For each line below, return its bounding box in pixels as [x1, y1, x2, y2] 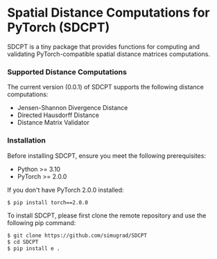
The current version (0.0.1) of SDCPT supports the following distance [7, 83, 205, 91]
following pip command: [7, 219, 76, 227]
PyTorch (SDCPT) [7, 19, 110, 35]
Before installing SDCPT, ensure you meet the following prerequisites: [7, 151, 207, 160]
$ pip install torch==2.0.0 [7, 199, 89, 206]
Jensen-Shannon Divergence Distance [17, 104, 128, 112]
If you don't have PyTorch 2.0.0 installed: [7, 186, 124, 194]
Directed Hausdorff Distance [17, 111, 99, 119]
